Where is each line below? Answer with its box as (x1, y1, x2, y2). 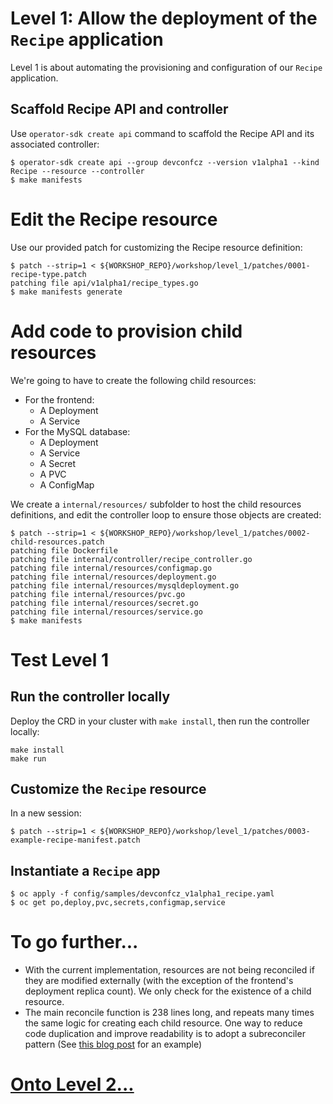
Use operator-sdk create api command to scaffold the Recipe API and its (10, 127, 315, 139)
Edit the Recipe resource (10, 208, 218, 231)
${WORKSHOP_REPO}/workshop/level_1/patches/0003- (99, 827, 311, 837)
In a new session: (10, 807, 82, 819)
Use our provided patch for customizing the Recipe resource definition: (10, 241, 303, 253)
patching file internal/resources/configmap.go (10, 563, 213, 573)
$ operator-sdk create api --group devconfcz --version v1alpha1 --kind (10, 157, 320, 167)
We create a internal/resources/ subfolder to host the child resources (10, 498, 302, 510)
